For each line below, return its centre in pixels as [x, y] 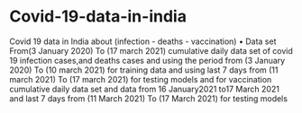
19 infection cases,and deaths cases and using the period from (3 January [147, 60]
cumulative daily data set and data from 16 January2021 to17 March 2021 [144, 89]
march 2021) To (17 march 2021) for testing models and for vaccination [141, 79]
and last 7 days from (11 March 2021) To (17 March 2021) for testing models [149, 98]
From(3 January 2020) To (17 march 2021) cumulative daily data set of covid [151, 50]
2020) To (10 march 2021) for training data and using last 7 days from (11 [144, 70]
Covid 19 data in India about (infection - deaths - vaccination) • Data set [143, 41]
